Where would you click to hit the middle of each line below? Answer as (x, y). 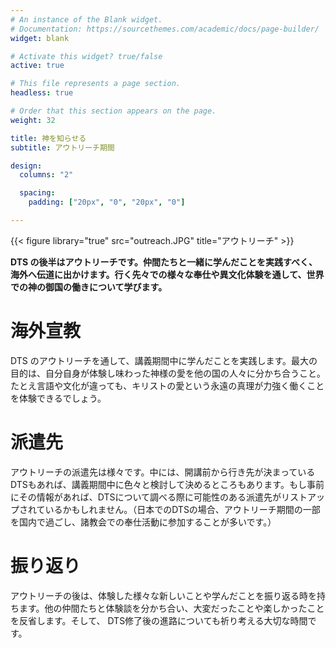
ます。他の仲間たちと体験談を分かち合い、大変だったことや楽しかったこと (171, 608)
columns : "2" (46, 175)
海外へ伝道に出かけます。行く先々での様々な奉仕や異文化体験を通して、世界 (167, 274)
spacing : (37, 193)
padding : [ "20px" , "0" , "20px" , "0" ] (107, 202)
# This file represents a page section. (96, 84)
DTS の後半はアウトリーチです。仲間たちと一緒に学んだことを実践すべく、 (164, 262)
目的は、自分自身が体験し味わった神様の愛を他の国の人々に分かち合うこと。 (168, 373)
